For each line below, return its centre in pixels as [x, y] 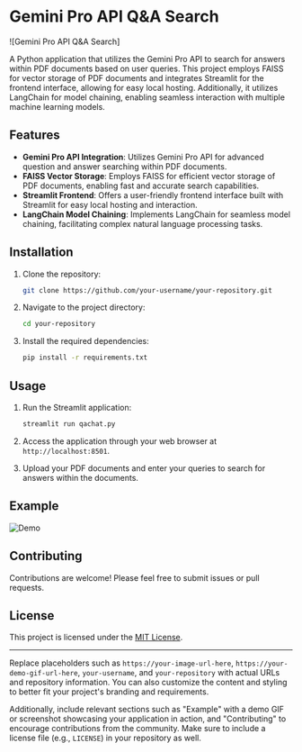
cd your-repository [59, 324]
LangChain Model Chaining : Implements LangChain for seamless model [156, 214]
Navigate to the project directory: [84, 307]
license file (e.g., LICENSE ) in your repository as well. [106, 738]
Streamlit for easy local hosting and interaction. [110, 204]
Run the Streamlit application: [77, 408]
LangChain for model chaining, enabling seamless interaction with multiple [147, 97]
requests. [27, 587]
